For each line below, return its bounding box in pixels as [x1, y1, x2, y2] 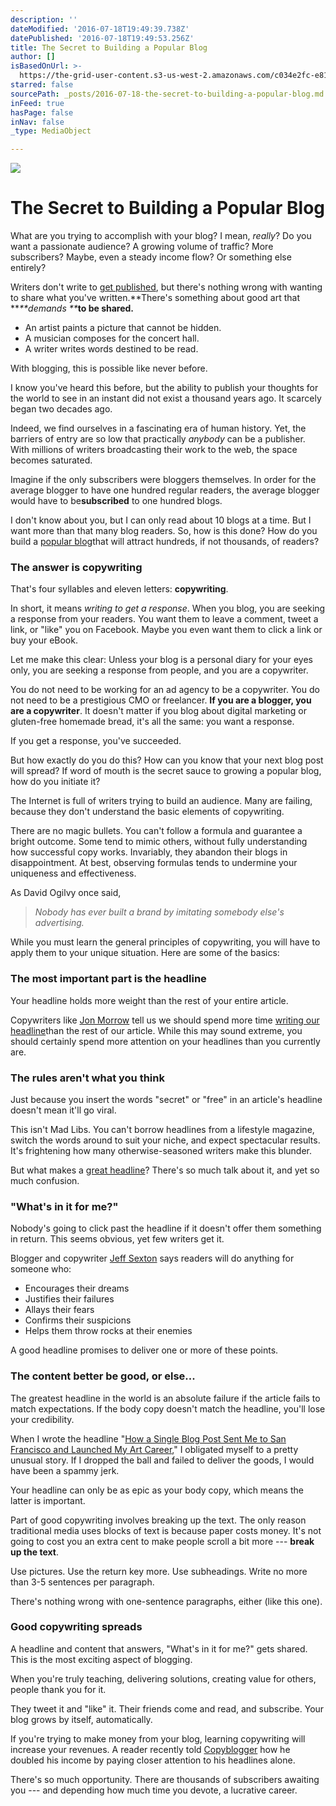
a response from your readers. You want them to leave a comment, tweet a [10, 613, 319, 625]
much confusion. [10, 1174, 80, 1186]
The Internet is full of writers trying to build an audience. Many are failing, [10, 795, 313, 807]
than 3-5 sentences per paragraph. [10, 1576, 155, 1588]
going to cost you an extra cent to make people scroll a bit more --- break [10, 1535, 315, 1547]
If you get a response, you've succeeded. [10, 735, 182, 747]
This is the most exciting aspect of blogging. [10, 1653, 193, 1665]
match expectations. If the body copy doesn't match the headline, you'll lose [10, 1402, 326, 1415]
